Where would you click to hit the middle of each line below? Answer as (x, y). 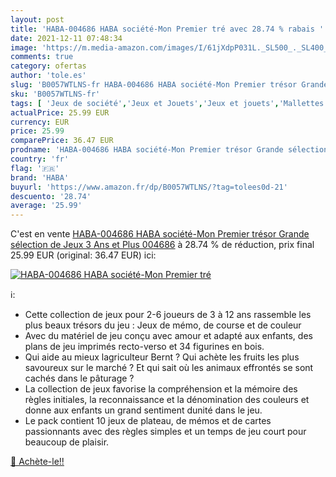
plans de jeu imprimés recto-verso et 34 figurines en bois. (144, 347)
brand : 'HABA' (40, 177)
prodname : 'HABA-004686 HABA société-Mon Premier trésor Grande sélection (169, 150)
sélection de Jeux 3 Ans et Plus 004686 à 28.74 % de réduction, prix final (162, 245)
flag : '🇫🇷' (35, 168)
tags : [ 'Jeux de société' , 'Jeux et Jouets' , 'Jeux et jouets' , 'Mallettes (167, 103)
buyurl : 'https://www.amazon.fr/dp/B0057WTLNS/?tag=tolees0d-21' (149, 187)
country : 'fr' (40, 159)
